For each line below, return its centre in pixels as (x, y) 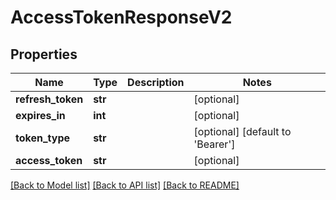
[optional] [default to (242, 131)
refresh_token (49, 99)
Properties (44, 54)
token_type (43, 138)
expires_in (40, 115)
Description (156, 82)
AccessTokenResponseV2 (121, 17)
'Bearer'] (214, 144)
